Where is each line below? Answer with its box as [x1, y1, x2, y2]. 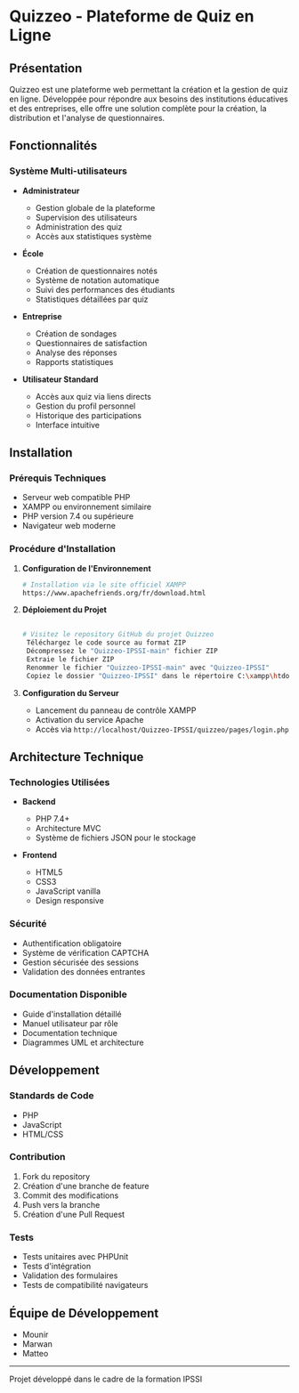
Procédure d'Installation [9, 543, 117, 555]
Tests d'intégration [21, 1261, 92, 1272]
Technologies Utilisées [9, 776, 110, 789]
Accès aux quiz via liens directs [35, 391, 151, 401]
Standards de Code [9, 1089, 95, 1102]
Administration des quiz [35, 221, 123, 232]
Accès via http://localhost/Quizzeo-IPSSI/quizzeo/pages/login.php [35, 724, 289, 734]
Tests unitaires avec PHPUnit [21, 1251, 129, 1262]
